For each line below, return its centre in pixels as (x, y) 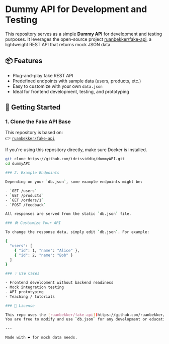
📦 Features (24, 61)
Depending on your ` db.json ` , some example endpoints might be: (74, 182)
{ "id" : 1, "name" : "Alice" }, (47, 250)
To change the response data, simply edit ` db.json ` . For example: (77, 232)
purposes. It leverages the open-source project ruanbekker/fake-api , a (78, 39)
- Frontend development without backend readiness (59, 283)
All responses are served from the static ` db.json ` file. (68, 214)
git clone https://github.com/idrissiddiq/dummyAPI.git (65, 159)
